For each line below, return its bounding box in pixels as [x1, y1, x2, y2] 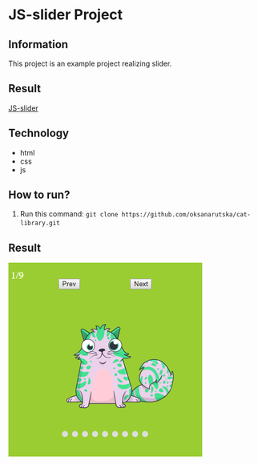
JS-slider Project [8, 6, 123, 24]
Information [8, 38, 69, 51]
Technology [8, 127, 70, 140]
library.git [19, 219, 60, 228]
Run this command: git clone [19, 209, 119, 219]
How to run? [8, 188, 71, 202]
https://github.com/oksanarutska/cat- [121, 211, 251, 219]
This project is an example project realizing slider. [8, 59, 172, 68]
